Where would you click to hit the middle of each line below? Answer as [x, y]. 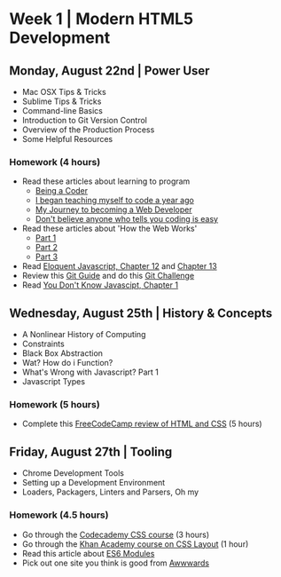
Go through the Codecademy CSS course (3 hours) [116, 534]
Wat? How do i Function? [67, 363]
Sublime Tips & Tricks [62, 101]
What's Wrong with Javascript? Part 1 [90, 372]
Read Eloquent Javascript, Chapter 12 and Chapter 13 [119, 266]
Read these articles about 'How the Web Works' [109, 229]
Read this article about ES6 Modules [88, 553]
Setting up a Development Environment [94, 483]
